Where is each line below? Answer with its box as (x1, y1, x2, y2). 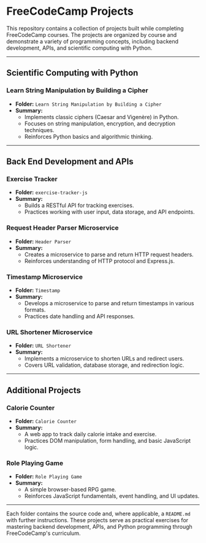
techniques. (24, 126, 55, 133)
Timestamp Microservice (6, 272, 83, 281)
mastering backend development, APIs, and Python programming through (6, 523, 193, 531)
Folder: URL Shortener (15, 342, 72, 350)
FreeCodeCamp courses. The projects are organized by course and (6, 31, 177, 38)
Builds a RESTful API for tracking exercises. (24, 201, 134, 209)
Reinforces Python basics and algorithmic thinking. (24, 133, 153, 140)
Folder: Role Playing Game (15, 473, 83, 480)
